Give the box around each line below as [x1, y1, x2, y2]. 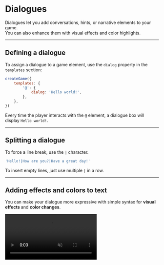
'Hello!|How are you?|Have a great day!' [5, 159, 91, 163]
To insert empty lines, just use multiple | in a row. [5, 167, 104, 173]
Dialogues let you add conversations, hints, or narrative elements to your [5, 20, 151, 25]
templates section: [5, 67, 42, 73]
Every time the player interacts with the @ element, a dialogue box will [5, 112, 144, 118]
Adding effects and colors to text [5, 186, 107, 194]
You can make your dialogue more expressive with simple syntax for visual [5, 199, 156, 205]
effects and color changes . [5, 204, 61, 210]
